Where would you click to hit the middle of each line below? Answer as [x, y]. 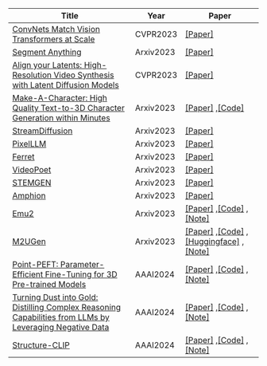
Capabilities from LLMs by [61, 317]
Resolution [32, 75]
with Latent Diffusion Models [66, 85]
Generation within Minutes [61, 118]
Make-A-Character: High [60, 98]
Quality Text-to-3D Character [68, 108]
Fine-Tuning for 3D [81, 274]
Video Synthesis [84, 75]
